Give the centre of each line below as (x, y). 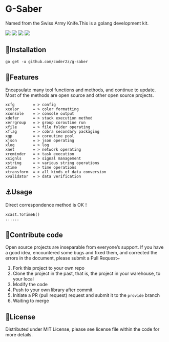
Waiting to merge (31, 301)
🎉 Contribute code (34, 235)
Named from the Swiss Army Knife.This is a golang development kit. (77, 23)
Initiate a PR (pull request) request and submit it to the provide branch (86, 295)
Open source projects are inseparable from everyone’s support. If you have (84, 247)
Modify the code (30, 285)
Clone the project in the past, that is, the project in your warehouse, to (87, 274)
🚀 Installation (26, 50)
